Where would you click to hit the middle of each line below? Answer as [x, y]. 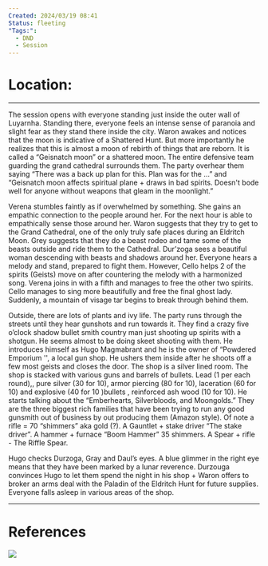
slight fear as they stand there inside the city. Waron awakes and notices [128, 132]
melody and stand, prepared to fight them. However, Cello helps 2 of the [127, 266]
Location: [40, 85]
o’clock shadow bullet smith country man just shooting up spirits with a [125, 333]
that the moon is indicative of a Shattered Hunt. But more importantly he [126, 140]
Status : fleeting [37, 23]
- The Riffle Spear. [38, 443]
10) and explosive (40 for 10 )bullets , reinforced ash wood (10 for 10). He [128, 392]
